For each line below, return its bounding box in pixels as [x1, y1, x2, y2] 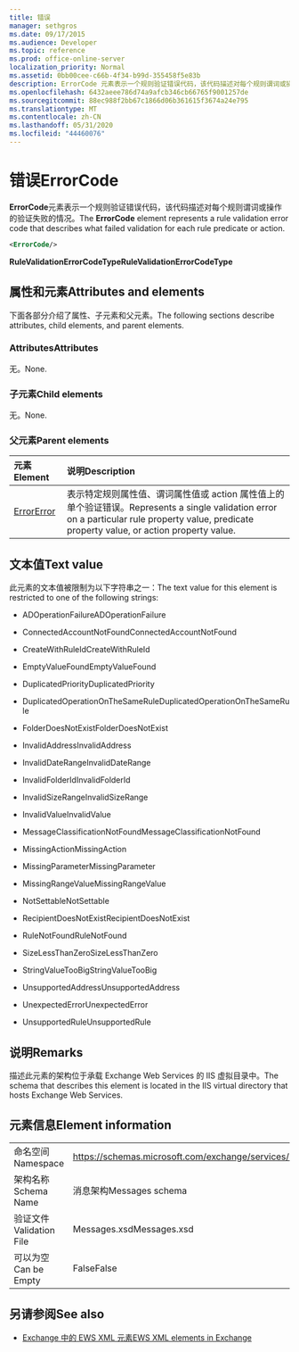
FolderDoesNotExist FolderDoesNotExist [21, 723, 169, 734]
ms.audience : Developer [9, 37, 98, 47]
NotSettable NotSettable [21, 896, 109, 907]
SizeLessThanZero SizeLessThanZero [21, 948, 158, 958]
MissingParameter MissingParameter [21, 861, 156, 872]
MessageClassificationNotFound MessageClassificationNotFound [21, 826, 261, 837]
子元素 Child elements [9, 387, 104, 400]
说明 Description [66, 465, 135, 477]
